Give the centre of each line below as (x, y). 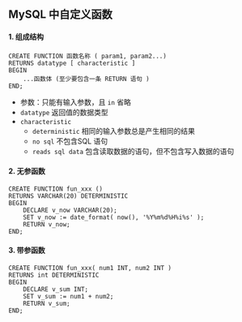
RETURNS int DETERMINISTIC (54, 275)
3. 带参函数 (27, 251)
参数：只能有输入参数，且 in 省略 (75, 102)
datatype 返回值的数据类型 (64, 112)
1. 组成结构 (26, 36)
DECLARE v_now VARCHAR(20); (70, 210)
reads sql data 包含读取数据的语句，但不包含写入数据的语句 (133, 151)
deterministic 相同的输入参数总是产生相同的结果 (114, 131)
